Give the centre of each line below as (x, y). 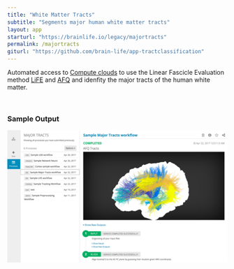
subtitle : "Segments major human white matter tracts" (89, 22)
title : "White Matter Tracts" (51, 15)
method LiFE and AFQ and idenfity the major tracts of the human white (109, 80)
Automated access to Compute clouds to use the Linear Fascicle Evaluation (116, 72)
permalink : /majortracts (43, 44)
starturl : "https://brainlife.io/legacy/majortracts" (87, 37)
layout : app (24, 29)
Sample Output (33, 119)
